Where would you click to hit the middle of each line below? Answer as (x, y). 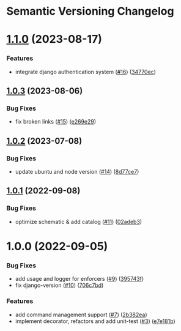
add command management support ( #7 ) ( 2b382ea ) (81, 314)
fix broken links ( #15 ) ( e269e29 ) (56, 122)
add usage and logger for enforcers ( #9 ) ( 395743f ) (79, 279)
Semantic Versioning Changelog (90, 11)
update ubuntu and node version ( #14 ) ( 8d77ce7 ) (77, 172)
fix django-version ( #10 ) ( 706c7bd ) (59, 285)
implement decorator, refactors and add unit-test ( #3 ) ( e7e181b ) (95, 321)
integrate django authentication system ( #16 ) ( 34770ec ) (85, 72)
